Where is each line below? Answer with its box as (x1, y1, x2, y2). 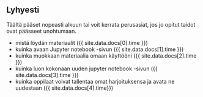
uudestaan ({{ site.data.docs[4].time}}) (15, 84, 114, 92)
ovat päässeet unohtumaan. (6, 27, 76, 35)
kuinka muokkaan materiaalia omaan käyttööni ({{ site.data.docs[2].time (15, 52, 197, 59)
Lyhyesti (6, 5, 40, 15)
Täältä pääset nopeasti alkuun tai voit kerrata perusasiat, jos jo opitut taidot (6, 21, 196, 28)
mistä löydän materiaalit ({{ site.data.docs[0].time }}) (15, 39, 148, 46)
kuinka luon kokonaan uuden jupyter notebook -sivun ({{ (15, 65, 158, 72)
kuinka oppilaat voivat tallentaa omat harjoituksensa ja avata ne (15, 78, 175, 85)
